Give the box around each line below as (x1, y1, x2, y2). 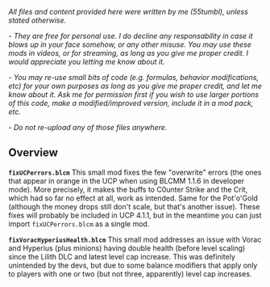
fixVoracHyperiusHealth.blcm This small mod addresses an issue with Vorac (8, 234, 262, 244)
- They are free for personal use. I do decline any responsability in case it (8, 32, 253, 40)
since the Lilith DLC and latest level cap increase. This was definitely (8, 251, 236, 261)
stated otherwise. (8, 15, 67, 25)
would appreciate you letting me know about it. (8, 57, 165, 66)
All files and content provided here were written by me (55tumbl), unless (8, 7, 248, 16)
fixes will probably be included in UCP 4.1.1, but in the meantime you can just (8, 210, 262, 220)
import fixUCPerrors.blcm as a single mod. (8, 218, 150, 229)
